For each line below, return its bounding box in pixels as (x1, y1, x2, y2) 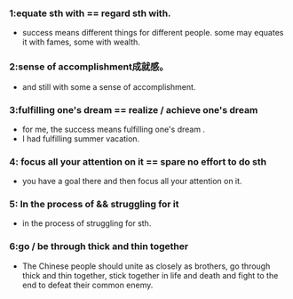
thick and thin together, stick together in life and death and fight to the (21, 270, 279, 280)
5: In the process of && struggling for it (9, 198, 179, 211)
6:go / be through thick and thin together (9, 240, 189, 253)
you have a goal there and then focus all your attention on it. (21, 176, 242, 187)
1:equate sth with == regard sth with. (9, 7, 171, 20)
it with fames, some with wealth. (21, 36, 140, 47)
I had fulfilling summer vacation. (21, 133, 140, 144)
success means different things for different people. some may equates (21, 28, 284, 38)
